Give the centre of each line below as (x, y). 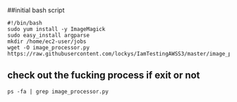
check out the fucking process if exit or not (104, 76)
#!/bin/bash (25, 23)
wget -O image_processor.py (49, 48)
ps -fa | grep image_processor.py (58, 91)
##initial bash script (36, 10)
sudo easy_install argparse (49, 35)
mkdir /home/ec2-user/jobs (47, 42)
